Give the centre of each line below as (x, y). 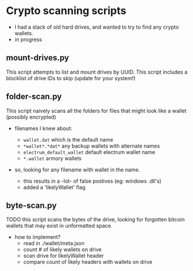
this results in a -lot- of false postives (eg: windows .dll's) (92, 181)
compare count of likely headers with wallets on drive (88, 262)
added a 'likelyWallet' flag (54, 187)
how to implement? (37, 237)
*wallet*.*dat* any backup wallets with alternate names (92, 146)
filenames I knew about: (43, 128)
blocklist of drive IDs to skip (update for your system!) (71, 78)
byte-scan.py (31, 205)
